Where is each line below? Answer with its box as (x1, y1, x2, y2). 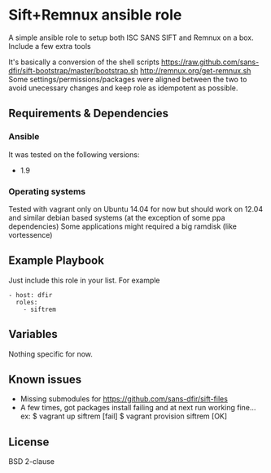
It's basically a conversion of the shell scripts (8, 57, 160, 67)
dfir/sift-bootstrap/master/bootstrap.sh (8, 65, 138, 75)
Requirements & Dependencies (8, 107, 169, 120)
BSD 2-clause (8, 457, 55, 466)
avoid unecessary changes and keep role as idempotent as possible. (8, 83, 238, 93)
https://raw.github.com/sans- (161, 57, 260, 67)
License (8, 435, 50, 449)
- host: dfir (8, 291, 53, 299)
